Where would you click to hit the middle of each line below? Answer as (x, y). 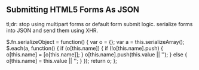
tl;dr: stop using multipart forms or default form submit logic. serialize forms (99, 24)
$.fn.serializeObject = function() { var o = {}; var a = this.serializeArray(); (95, 42)
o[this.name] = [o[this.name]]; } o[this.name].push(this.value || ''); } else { (97, 54)
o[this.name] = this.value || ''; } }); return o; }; (62, 61)
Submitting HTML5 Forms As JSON (73, 10)
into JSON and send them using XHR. (52, 30)
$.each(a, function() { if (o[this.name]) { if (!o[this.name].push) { (85, 48)
